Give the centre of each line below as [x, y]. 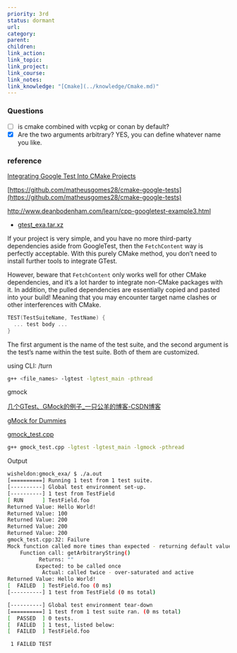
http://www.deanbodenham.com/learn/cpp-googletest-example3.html [109, 211]
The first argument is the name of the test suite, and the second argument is [118, 345]
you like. [30, 142]
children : [22, 47]
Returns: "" [56, 560]
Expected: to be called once [78, 566]
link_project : [28, 67]
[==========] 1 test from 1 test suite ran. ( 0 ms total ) [94, 612]
